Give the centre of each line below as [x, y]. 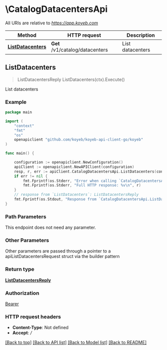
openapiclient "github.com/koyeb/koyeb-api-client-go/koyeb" [79, 140]
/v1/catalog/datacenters [80, 50]
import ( [14, 121]
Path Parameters [26, 216]
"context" [24, 126]
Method [27, 35]
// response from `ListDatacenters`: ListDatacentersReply [77, 195]
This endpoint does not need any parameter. [50, 228]
